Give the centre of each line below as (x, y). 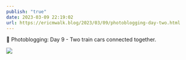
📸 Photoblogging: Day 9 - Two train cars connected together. (81, 40)
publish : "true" (26, 12)
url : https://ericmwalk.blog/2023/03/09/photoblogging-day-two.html (93, 23)
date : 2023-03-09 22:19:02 (40, 17)
